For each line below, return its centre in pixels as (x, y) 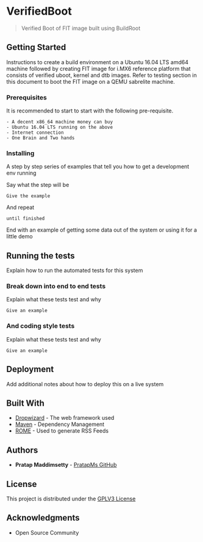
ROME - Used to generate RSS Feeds (62, 431)
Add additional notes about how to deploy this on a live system (85, 384)
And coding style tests (41, 326)
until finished (26, 219)
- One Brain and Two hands (41, 138)
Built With (25, 403)
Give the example (28, 196)
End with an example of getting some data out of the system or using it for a (101, 230)
